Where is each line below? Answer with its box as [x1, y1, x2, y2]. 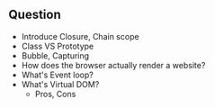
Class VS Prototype [21, 40, 94, 51]
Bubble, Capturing [21, 49, 90, 61]
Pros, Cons [34, 88, 76, 99]
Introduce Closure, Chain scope [21, 31, 140, 41]
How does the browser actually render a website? [21, 59, 206, 70]
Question [8, 7, 61, 22]
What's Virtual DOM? [21, 78, 100, 89]
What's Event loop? [21, 69, 94, 80]
